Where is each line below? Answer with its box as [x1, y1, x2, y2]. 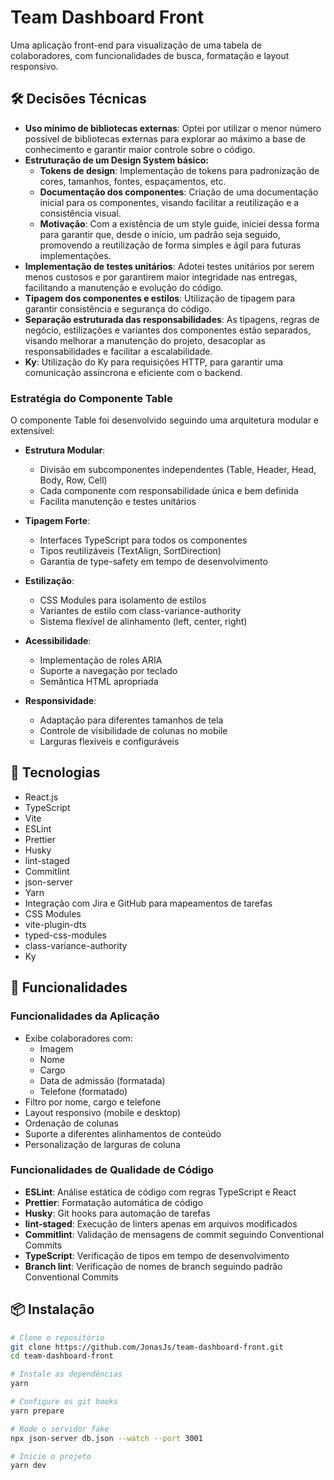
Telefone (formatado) [39, 1085, 128, 1097]
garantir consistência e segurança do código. [24, 302, 212, 315]
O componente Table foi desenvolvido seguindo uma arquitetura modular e [10, 414, 320, 426]
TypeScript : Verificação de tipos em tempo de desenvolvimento [24, 1249, 290, 1261]
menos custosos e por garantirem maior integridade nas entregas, [24, 271, 298, 283]
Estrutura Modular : [24, 444, 106, 456]
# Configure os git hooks [10, 1397, 118, 1407]
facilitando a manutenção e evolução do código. [24, 281, 224, 293]
